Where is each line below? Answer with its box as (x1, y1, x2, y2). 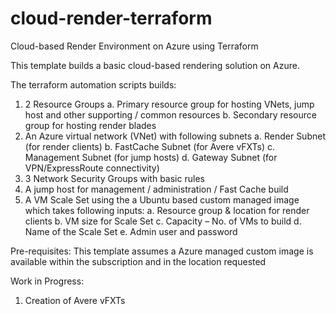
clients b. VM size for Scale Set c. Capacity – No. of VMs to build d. (24, 215, 302, 227)
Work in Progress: (10, 275, 85, 287)
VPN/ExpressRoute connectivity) (24, 162, 160, 174)
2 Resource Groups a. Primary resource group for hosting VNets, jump (24, 98, 315, 110)
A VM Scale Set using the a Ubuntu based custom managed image (24, 193, 300, 206)
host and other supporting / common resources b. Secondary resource (24, 108, 317, 121)
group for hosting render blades (24, 119, 157, 131)
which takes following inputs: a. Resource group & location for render (24, 204, 310, 216)
